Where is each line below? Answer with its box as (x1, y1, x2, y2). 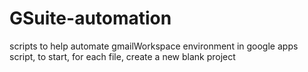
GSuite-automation (9, 7, 172, 30)
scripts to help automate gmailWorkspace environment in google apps (9, 40, 299, 52)
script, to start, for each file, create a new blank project (9, 50, 236, 62)
